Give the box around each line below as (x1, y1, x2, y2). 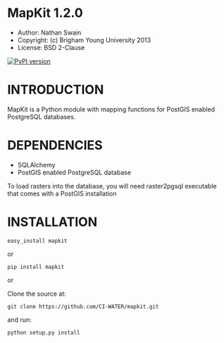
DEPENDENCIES (7, 138, 104, 153)
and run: (7, 315, 32, 324)
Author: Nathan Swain (17, 28, 82, 37)
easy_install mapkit (7, 237, 68, 244)
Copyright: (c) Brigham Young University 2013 (17, 35, 151, 44)
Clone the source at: (7, 289, 67, 298)
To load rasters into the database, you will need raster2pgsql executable (7, 181, 217, 190)
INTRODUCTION (7, 82, 104, 98)
